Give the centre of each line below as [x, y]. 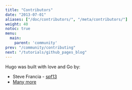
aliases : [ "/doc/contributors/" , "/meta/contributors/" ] [67, 19]
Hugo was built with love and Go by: [43, 67]
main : [16, 38]
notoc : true [18, 29]
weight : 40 [17, 24]
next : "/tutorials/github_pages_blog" [46, 52]
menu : [11, 33]
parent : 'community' [36, 43]
